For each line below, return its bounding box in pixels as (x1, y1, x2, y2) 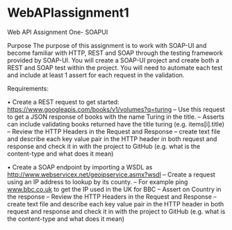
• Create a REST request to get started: (7, 97, 119, 106)
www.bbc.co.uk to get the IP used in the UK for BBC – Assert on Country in (7, 185, 222, 193)
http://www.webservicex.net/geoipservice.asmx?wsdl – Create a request (7, 170, 215, 179)
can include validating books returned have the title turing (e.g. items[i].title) (7, 120, 224, 128)
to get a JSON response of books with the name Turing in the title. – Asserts (7, 113, 224, 121)
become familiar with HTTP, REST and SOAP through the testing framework (7, 49, 224, 57)
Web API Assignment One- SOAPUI (7, 28, 108, 36)
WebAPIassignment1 (7, 5, 130, 21)
